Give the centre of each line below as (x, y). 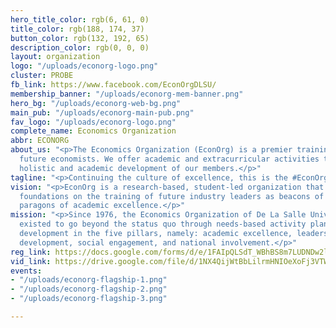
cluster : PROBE (42, 76)
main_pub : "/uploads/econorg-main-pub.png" (102, 112)
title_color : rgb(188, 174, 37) (77, 29)
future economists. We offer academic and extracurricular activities (169, 159)
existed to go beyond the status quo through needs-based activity (163, 224)
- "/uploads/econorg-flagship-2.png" (89, 289)
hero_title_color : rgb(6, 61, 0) (80, 19)
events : (26, 271)
